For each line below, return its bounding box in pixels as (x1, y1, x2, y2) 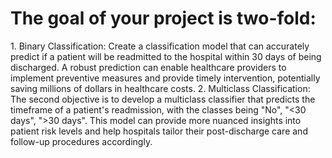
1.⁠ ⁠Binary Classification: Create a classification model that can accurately (10, 40, 310, 52)
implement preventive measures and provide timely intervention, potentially (10, 72, 321, 84)
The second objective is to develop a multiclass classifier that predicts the (10, 93, 316, 105)
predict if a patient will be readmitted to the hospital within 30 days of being (10, 50, 322, 62)
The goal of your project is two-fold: (10, 7, 317, 30)
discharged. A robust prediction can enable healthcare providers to (10, 61, 287, 73)
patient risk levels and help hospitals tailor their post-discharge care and (10, 125, 308, 137)
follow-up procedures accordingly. (10, 135, 153, 147)
